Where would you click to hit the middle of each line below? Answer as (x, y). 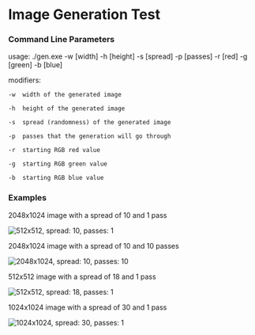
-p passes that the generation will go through (90, 136)
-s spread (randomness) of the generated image (90, 123)
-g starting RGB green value (58, 164)
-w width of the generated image (65, 95)
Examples (28, 198)
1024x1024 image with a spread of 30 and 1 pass (88, 307)
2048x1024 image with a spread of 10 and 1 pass (88, 215)
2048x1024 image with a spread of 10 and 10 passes (94, 246)
